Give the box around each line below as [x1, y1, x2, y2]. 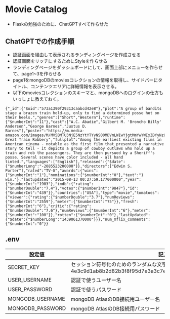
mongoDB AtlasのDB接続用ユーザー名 [70, 295, 160, 302]
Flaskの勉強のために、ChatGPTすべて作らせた [12, 21, 109, 27]
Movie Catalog [5, 4, 68, 15]
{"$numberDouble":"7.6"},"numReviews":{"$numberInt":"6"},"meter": [5, 208, 151, 213]
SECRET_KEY [8, 263, 39, 270]
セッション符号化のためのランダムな [70, 261, 157, 268]
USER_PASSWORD [8, 286, 53, 293]
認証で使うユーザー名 [70, 276, 121, 284]
